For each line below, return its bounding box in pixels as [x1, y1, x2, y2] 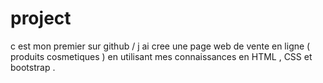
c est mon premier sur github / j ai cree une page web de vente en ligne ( [10, 40, 311, 52]
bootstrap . [10, 61, 56, 73]
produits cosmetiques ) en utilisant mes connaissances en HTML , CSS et [10, 50, 313, 62]
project [10, 7, 72, 30]
